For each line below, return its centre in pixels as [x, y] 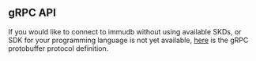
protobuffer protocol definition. [58, 48]
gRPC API [32, 13]
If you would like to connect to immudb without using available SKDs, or [125, 31]
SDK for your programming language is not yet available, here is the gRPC [128, 40]
